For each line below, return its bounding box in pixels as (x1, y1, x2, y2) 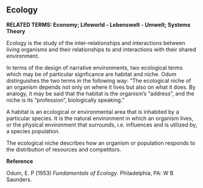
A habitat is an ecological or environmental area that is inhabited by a (6, 108, 179, 115)
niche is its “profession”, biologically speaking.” (6, 96, 125, 103)
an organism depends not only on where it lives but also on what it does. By (6, 83, 196, 91)
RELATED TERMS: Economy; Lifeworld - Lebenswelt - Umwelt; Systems (6, 21, 191, 28)
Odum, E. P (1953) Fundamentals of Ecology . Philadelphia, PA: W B (6, 169, 174, 176)
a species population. (6, 127, 60, 134)
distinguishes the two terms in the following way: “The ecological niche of (6, 77, 191, 84)
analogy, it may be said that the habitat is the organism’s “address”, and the (6, 89, 194, 97)
